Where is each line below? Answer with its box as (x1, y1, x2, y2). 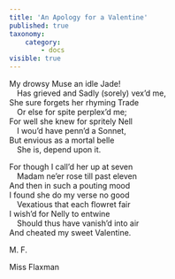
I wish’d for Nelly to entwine (9, 209, 110, 219)
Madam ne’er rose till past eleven (17, 171, 137, 182)
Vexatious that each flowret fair (17, 199, 131, 209)
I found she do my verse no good (9, 190, 130, 200)
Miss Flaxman (9, 262, 60, 272)
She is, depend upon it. (17, 144, 102, 155)
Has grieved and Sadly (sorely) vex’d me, (17, 88, 166, 98)
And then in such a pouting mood (9, 181, 131, 190)
